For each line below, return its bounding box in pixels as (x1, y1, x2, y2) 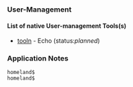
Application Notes (7, 54, 69, 63)
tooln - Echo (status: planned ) (16, 37, 101, 45)
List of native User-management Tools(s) (7, 22, 127, 30)
